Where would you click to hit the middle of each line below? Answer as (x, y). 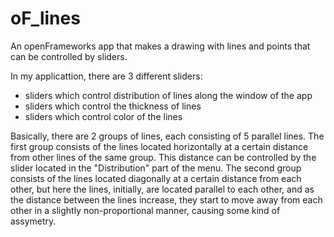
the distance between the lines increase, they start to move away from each (166, 199)
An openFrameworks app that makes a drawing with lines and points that (160, 46)
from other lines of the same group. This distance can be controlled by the (163, 157)
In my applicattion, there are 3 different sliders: (106, 76)
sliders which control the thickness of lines (113, 106)
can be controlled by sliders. (69, 56)
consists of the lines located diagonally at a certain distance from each (156, 178)
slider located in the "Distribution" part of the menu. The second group (156, 168)
